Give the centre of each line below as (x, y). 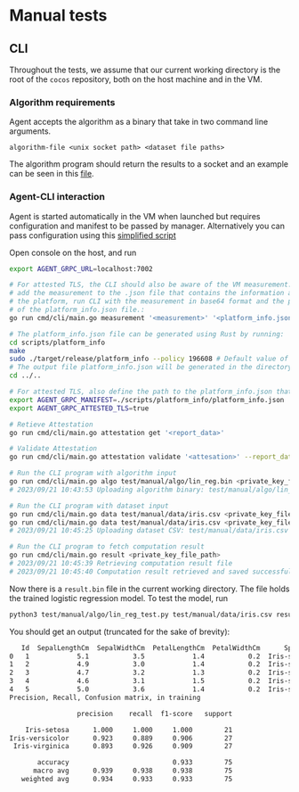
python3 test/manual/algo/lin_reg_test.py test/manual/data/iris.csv (141, 615)
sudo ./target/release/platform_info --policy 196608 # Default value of (149, 359)
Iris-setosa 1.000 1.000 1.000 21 (129, 730)
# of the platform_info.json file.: (77, 310)
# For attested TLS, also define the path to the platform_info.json (141, 392)
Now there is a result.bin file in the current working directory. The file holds (149, 589)
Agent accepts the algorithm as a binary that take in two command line (139, 122)
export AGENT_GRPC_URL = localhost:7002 (81, 268)
